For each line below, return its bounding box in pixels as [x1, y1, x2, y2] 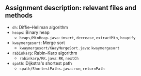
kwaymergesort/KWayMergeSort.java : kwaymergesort [19, 45, 120, 50]
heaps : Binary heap [12, 29, 50, 35]
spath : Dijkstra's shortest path [12, 60, 72, 66]
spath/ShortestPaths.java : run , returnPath [19, 65, 105, 71]
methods [5, 12, 33, 20]
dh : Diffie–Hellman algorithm [12, 24, 68, 30]
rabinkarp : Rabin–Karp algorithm [12, 50, 78, 56]
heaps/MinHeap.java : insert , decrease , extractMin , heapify [19, 34, 136, 40]
